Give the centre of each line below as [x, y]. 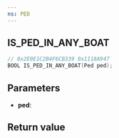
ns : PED [19, 14]
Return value [36, 128]
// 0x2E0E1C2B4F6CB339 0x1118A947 [59, 59]
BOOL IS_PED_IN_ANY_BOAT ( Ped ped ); [60, 66]
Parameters [34, 88]
